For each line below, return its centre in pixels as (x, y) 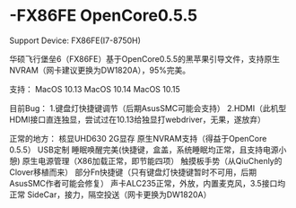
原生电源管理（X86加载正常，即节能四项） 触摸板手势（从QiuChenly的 (152, 160)
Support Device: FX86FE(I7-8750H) (75, 40)
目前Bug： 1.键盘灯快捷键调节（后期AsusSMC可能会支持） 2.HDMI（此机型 (148, 108)
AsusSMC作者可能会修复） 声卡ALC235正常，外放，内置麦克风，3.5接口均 (147, 183)
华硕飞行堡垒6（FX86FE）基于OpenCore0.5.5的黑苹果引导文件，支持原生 (145, 58)
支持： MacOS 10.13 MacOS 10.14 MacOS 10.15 (95, 89)
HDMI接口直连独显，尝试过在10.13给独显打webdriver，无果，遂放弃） (138, 119)
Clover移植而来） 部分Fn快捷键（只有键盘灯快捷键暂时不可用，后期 (133, 172)
